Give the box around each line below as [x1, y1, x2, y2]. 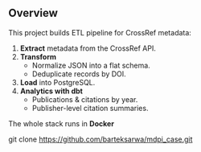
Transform [19, 51, 56, 61]
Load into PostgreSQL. [19, 77, 96, 87]
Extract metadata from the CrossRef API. [19, 43, 157, 53]
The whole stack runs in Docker [8, 118, 115, 128]
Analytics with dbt [19, 86, 83, 96]
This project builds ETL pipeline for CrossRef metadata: [8, 27, 191, 37]
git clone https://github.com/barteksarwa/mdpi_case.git [8, 134, 193, 144]
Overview [8, 6, 59, 20]
